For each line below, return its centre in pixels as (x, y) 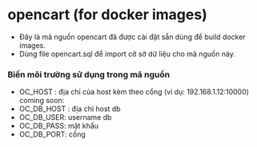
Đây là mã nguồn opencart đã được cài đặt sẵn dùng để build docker (132, 37)
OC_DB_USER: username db (65, 117)
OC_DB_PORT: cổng (52, 134)
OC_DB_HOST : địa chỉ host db (70, 109)
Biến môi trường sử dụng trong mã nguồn (88, 74)
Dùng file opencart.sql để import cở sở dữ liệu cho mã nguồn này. (127, 54)
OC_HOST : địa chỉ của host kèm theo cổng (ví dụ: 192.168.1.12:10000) (134, 92)
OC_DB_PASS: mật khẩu (59, 126)
